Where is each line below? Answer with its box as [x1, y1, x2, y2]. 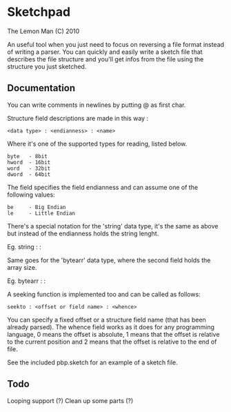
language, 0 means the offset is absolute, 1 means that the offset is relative [7, 330, 220, 338]
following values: [7, 190, 55, 199]
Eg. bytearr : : [7, 277, 46, 285]
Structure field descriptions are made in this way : [7, 114, 149, 122]
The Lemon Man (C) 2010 [7, 27, 80, 35]
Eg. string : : [7, 242, 41, 251]
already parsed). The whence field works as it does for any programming [7, 322, 215, 331]
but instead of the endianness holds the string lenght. [7, 229, 159, 237]
